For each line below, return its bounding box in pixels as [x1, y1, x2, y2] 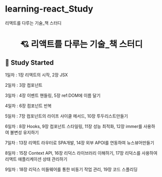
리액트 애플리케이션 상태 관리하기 [5, 156, 68, 162]
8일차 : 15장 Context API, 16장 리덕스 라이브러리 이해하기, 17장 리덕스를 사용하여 [5, 150, 158, 156]
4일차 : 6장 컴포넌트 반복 [5, 103, 52, 109]
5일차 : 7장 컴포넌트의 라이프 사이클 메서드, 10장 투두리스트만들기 [5, 113, 129, 119]
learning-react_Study [5, 3, 94, 15]
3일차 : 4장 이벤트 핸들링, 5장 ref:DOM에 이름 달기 [5, 92, 101, 98]
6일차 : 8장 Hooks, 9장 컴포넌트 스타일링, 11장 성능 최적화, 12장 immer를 [5, 123, 143, 129]
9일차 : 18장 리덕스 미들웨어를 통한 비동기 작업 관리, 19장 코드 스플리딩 [5, 166, 138, 172]
